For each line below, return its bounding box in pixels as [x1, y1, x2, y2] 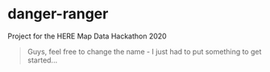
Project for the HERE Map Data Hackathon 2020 [7, 31, 167, 41]
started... [27, 55, 58, 65]
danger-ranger [7, 5, 109, 23]
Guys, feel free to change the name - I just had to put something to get [27, 46, 262, 56]
